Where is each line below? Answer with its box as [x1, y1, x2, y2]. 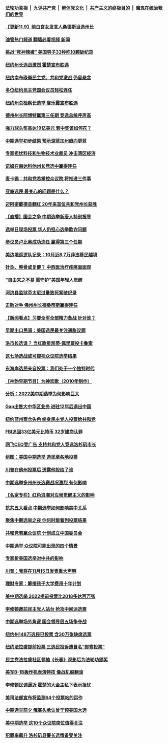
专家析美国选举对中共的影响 [5, 555, 64, 561]
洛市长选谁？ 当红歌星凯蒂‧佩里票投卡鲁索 [5, 340, 93, 346]
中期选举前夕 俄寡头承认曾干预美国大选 [5, 707, 87, 713]
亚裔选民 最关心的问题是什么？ [5, 188, 69, 194]
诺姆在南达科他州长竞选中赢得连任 [5, 163, 77, 169]
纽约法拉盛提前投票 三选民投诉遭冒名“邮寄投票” [5, 644, 105, 650]
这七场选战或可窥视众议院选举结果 [5, 353, 77, 359]
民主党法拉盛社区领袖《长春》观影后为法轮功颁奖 [5, 656, 108, 662]
